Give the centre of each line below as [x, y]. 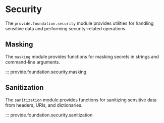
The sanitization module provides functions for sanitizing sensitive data [81, 100]
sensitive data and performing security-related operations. [66, 28]
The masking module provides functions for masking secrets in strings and [82, 56]
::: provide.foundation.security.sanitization [49, 115]
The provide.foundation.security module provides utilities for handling [79, 23]
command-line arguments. [33, 62]
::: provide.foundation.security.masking [46, 72]
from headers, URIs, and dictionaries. [44, 105]
